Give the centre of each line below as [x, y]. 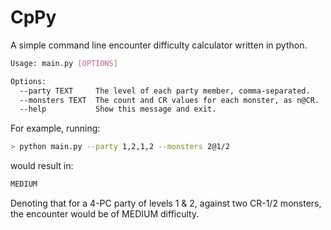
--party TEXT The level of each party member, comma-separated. [165, 91]
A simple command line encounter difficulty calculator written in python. [159, 45]
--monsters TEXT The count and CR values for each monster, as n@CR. [169, 100]
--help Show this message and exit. [118, 109]
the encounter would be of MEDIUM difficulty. [105, 214]
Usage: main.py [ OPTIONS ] [64, 63]
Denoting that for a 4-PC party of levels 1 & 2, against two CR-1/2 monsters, [166, 203]
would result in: [42, 166]
